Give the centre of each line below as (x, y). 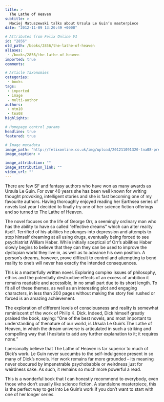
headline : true (20, 132)
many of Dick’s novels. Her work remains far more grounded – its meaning (79, 359)
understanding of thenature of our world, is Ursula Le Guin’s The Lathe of (79, 323)
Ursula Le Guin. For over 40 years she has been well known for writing (76, 191)
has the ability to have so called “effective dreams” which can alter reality (79, 226)
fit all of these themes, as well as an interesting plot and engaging (71, 288)
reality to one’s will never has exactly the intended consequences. (71, 263)
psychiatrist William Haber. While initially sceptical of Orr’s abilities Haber (79, 242)
